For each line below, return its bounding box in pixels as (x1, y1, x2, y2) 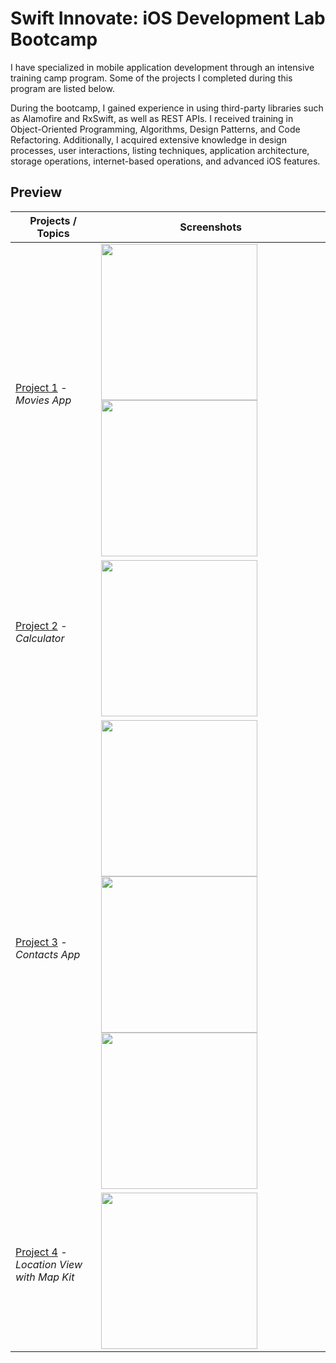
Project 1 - (15, 380, 68, 394)
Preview (10, 184, 63, 201)
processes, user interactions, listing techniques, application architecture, (10, 144, 310, 156)
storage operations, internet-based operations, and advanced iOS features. (10, 155, 321, 167)
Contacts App (15, 947, 81, 961)
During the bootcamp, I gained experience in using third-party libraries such (10, 102, 324, 114)
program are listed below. (10, 82, 115, 94)
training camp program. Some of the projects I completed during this (10, 72, 293, 84)
